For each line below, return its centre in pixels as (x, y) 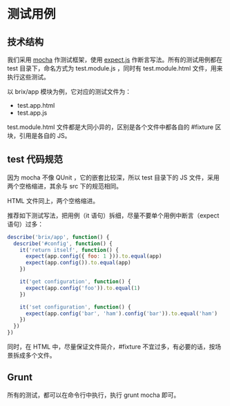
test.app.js (32, 113)
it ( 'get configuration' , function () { (75, 282)
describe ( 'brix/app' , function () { (58, 237)
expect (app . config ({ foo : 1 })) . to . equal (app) (94, 256)
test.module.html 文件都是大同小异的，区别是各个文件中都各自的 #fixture (111, 127)
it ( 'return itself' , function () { (69, 250)
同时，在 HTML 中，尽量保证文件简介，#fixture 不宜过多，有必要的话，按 (111, 347)
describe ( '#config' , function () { (63, 243)
